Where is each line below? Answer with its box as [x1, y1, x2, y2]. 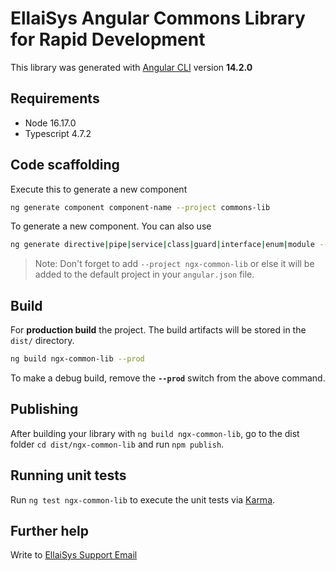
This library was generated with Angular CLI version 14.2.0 [10, 61, 253, 73]
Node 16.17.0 [24, 117, 77, 129]
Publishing [10, 401, 79, 418]
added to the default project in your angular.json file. [34, 268, 255, 281]
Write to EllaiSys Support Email [10, 549, 138, 561]
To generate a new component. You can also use [10, 220, 212, 232]
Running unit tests [10, 467, 127, 484]
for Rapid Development [10, 28, 206, 51]
